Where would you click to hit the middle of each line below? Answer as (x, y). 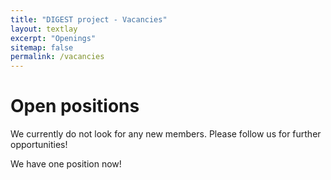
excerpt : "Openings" (53, 38)
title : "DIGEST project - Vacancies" (89, 19)
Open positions (75, 106)
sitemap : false (42, 47)
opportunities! (39, 145)
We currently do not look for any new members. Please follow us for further (166, 134)
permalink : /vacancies (57, 57)
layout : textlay (44, 29)
